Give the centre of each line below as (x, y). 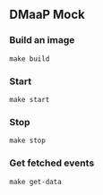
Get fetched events (52, 163)
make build (30, 59)
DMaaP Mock (47, 15)
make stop (28, 141)
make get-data (36, 182)
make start (30, 99)
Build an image (42, 40)
